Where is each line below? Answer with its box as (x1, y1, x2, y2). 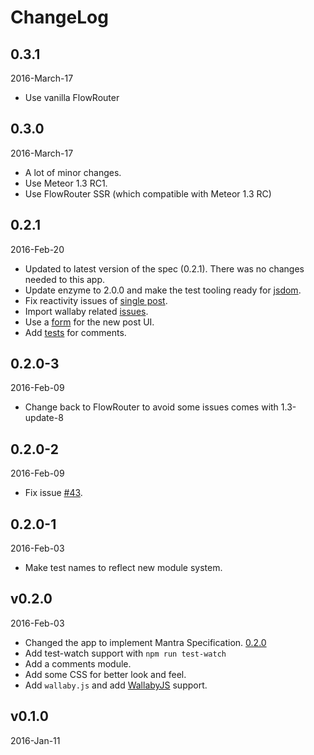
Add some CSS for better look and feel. (24, 668, 187, 680)
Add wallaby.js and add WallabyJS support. (24, 679, 208, 691)
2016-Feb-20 (10, 243, 65, 255)
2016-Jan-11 (10, 734, 61, 746)
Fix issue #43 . (24, 487, 83, 499)
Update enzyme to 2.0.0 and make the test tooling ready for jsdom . (24, 284, 302, 296)
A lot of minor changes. (24, 166, 122, 178)
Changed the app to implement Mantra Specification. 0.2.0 (24, 636, 267, 648)
